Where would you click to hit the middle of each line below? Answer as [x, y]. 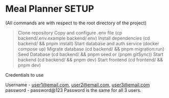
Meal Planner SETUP [50, 9]
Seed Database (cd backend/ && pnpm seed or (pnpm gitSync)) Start [90, 54]
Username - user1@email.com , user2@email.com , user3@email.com [78, 85]
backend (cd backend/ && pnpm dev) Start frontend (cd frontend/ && [90, 59]
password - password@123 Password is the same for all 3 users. [73, 90]
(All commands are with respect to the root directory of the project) [76, 23]
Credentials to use [25, 75]
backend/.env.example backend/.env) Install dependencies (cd [84, 38]
